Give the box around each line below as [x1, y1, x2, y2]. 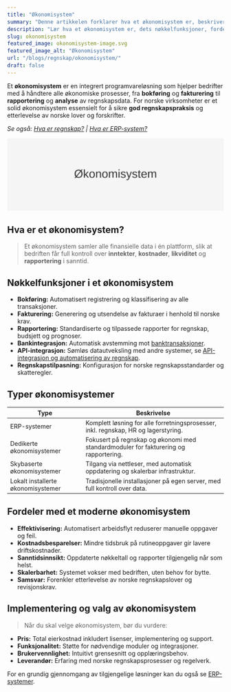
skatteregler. [16, 369, 53, 377]
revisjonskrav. [16, 582, 57, 591]
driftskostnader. [16, 546, 62, 554]
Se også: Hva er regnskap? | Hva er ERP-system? [7, 124, 148, 132]
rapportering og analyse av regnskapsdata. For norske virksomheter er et [7, 96, 218, 105]
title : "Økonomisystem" [7, 11, 76, 18]
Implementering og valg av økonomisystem [7, 603, 197, 615]
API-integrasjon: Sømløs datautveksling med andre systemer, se [16, 347, 201, 355]
